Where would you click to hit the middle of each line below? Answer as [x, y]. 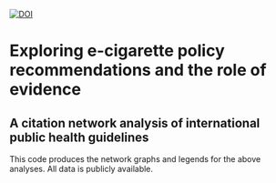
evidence [46, 90]
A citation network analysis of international [135, 123]
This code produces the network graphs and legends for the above [135, 159]
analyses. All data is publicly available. [81, 169]
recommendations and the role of [138, 71]
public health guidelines [79, 137]
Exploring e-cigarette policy [117, 51]
